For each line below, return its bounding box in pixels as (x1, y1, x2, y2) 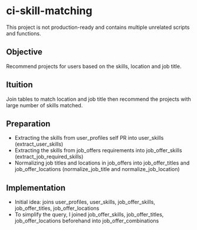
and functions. (6, 29, 41, 37)
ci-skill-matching (6, 4, 93, 18)
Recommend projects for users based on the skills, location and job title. (6, 63, 182, 70)
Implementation (6, 183, 66, 193)
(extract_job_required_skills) (14, 153, 84, 160)
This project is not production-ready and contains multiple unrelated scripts (6, 24, 190, 31)
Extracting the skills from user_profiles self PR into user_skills (14, 134, 164, 142)
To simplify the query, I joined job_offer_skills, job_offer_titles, (14, 211, 164, 218)
